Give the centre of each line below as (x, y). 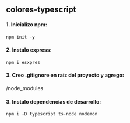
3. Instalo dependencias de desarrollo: (54, 101)
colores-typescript (41, 10)
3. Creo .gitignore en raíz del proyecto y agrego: (65, 75)
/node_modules (25, 88)
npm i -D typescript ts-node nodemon (52, 114)
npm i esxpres (23, 62)
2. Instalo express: (29, 50)
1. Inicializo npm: (27, 24)
